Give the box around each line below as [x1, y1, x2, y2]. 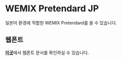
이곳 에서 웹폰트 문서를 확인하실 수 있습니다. [5, 50, 89, 56]
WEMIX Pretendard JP [5, 3, 99, 14]
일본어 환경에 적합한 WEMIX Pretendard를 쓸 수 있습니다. [5, 20, 117, 26]
